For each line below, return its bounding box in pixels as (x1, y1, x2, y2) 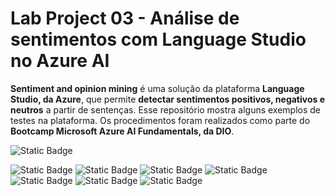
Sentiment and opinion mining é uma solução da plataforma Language (10, 82, 305, 94)
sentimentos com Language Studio (10, 28, 307, 51)
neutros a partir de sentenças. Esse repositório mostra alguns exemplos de (10, 103, 322, 116)
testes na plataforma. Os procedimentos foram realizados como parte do (10, 114, 311, 126)
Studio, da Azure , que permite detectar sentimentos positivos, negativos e (10, 93, 326, 105)
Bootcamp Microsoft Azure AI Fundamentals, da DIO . (10, 125, 235, 137)
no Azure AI (10, 50, 110, 72)
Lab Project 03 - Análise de (10, 7, 240, 30)
